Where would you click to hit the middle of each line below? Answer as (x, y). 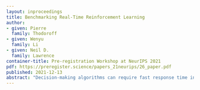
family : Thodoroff (35, 34)
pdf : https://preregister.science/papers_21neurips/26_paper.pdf (89, 67)
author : (16, 22)
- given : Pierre (26, 28)
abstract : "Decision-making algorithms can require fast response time (97, 78)
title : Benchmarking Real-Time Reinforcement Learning (76, 17)
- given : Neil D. (28, 50)
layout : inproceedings (34, 12)
